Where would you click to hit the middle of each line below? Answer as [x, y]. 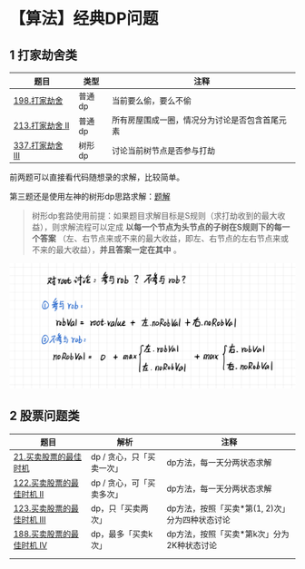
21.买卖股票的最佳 [47, 457]
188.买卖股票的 [42, 534]
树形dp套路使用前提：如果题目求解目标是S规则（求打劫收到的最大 [154, 215]
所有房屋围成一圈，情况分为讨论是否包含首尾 [196, 120]
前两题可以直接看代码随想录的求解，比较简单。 [97, 177]
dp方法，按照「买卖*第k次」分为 [228, 534]
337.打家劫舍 [38, 145]
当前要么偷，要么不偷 [152, 101]
